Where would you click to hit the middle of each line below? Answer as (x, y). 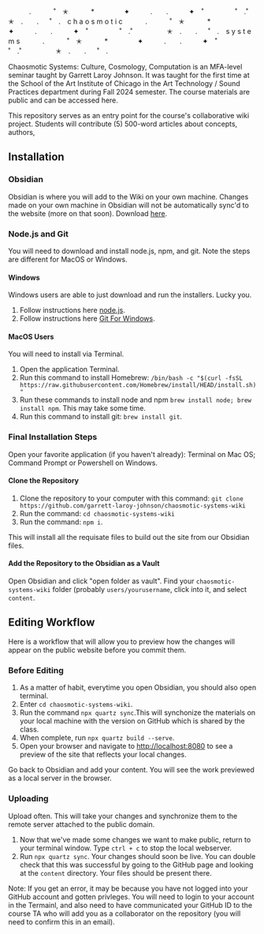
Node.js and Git (39, 233)
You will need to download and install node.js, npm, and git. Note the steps (129, 251)
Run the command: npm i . (61, 522)
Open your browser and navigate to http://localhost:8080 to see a (126, 746)
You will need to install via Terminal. (66, 354)
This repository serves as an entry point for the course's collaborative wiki (129, 115)
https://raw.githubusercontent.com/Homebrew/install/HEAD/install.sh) (138, 385)
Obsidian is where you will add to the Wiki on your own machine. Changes (128, 196)
